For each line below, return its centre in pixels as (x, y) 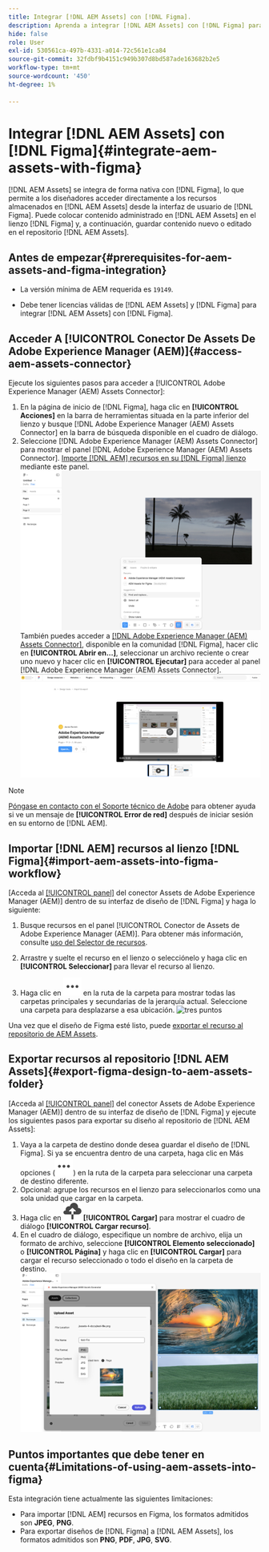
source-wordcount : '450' (50, 76)
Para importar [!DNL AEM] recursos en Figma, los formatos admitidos (134, 1514)
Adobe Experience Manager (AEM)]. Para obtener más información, (131, 934)
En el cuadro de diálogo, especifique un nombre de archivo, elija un (131, 1235)
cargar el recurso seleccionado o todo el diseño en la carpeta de (126, 1260)
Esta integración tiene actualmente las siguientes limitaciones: (111, 1499)
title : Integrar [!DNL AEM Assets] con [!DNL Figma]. (100, 17)
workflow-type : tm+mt (44, 68)
